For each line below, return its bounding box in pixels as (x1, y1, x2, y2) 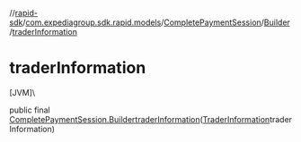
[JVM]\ (9, 87, 36, 97)
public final (9, 104, 51, 115)
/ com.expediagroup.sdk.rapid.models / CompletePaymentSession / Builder (22, 17, 290, 28)
